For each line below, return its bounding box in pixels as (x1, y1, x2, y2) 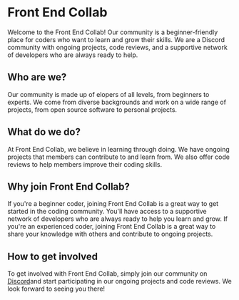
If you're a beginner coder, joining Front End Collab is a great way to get (7, 200, 219, 208)
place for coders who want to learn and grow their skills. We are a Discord (7, 35, 225, 43)
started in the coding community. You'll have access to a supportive (7, 207, 207, 216)
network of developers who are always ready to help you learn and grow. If (7, 214, 228, 223)
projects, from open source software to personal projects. (7, 105, 177, 114)
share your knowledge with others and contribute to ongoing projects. (7, 229, 213, 239)
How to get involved (7, 250, 98, 262)
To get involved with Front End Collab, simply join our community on (7, 269, 208, 278)
